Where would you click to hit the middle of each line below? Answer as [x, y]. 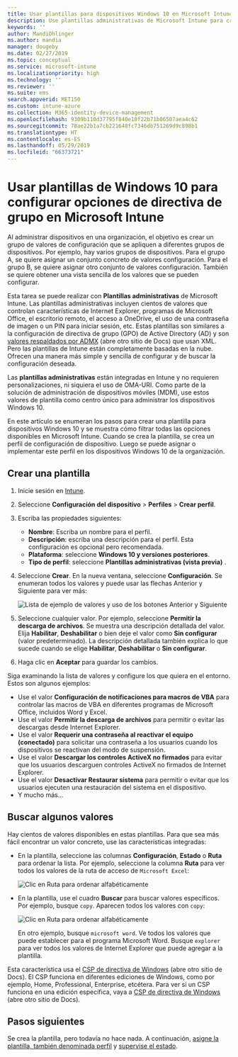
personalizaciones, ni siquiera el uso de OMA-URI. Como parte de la [107, 385]
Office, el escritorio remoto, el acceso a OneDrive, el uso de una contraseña [118, 318]
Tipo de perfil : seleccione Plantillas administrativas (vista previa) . [127, 562]
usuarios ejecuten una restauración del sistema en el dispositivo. [112, 787]
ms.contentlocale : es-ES [44, 139]
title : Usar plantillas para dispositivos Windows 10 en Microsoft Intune [120, 14]
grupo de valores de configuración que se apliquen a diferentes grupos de [116, 244]
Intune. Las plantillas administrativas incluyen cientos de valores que [107, 303]
